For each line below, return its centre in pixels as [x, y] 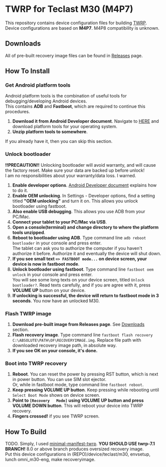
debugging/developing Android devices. [46, 101]
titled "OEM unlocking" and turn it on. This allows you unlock [75, 201]
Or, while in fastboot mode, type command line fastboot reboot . [78, 385]
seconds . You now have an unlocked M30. [56, 301]
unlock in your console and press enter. [53, 274]
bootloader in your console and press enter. [57, 243]
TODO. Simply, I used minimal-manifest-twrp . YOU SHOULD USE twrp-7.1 [80, 444]
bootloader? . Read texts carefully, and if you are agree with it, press [81, 285]
